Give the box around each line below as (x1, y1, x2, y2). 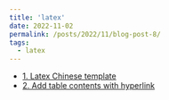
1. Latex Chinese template (21, 71, 117, 81)
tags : (9, 37, 29, 47)
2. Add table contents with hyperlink (21, 80, 156, 91)
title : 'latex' (9, 12, 66, 22)
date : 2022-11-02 (9, 21, 74, 30)
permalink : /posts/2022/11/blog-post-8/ (9, 29, 162, 38)
